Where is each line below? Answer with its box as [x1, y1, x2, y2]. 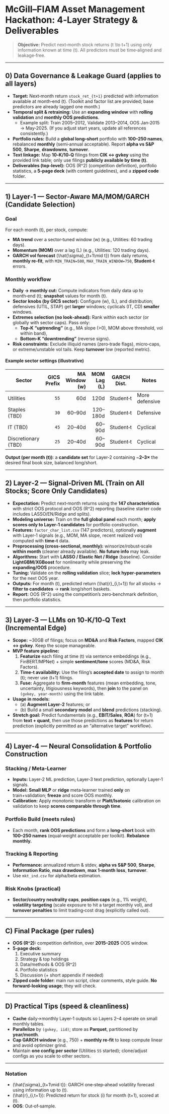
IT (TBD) [8, 424, 28, 431]
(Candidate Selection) [5, 200, 75, 209]
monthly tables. [12, 1021, 45, 1027]
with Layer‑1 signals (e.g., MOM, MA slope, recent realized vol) [12, 532, 142, 538]
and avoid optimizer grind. [12, 1042, 67, 1048]
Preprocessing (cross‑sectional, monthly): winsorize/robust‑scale [12, 543, 152, 549]
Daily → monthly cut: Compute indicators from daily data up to [12, 287, 143, 293]
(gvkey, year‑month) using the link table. [20, 690, 105, 697]
